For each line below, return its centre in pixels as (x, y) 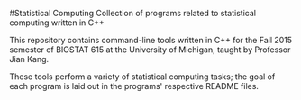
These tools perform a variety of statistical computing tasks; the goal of (142, 77)
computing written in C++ (57, 23)
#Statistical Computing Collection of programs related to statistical (133, 13)
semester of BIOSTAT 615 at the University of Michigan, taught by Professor (150, 50)
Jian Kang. (29, 59)
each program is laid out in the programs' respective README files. (134, 86)
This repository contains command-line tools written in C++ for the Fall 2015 (151, 40)
